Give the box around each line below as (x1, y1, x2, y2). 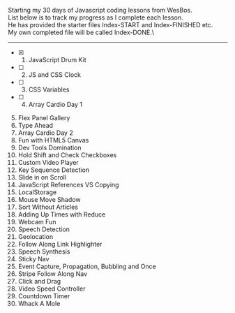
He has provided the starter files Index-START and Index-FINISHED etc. (8, 21, 213, 29)
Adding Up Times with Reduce (17, 210, 106, 219)
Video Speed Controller (17, 284, 86, 293)
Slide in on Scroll (17, 173, 67, 181)
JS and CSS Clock (28, 71, 81, 79)
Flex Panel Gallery (17, 114, 70, 122)
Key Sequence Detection (17, 166, 90, 174)
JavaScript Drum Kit (28, 56, 86, 64)
